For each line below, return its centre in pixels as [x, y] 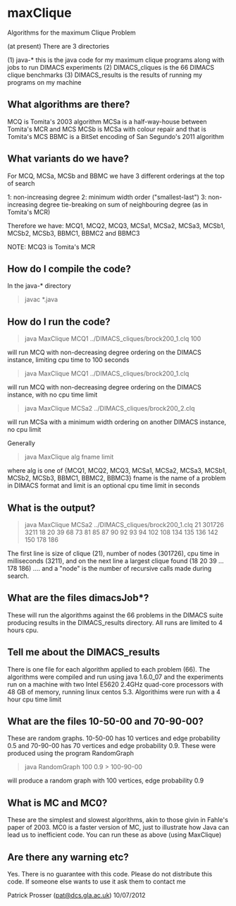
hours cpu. [23, 630]
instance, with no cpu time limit [52, 395]
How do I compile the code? [69, 268]
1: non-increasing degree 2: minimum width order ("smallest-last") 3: [107, 197]
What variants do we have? [68, 159]
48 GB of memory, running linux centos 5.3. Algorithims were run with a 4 [114, 691]
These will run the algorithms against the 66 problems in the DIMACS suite [115, 615]
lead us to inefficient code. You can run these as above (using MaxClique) [114, 835]
